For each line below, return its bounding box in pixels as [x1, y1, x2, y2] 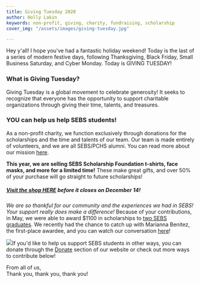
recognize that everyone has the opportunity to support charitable [6, 95, 169, 102]
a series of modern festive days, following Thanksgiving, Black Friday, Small [6, 53, 193, 60]
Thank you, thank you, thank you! [6, 270, 88, 277]
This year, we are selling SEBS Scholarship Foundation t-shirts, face [6, 160, 178, 168]
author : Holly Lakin [6, 14, 58, 20]
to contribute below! [6, 252, 56, 259]
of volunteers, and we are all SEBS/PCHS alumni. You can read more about [6, 142, 190, 150]
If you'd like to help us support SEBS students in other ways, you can [12, 239, 182, 247]
